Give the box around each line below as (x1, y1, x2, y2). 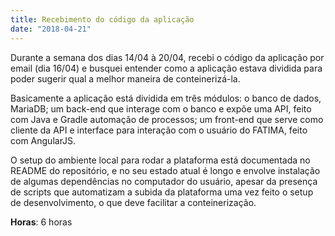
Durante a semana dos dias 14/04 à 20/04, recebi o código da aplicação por (10, 51, 325, 63)
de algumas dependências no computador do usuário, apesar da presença (10, 175, 318, 187)
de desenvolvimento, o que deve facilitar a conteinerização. (10, 196, 257, 208)
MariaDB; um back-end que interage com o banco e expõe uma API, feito (10, 102, 312, 115)
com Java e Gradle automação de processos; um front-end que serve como (10, 113, 324, 125)
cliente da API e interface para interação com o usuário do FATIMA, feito (10, 124, 308, 136)
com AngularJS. (10, 134, 77, 146)
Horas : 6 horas (10, 216, 73, 228)
